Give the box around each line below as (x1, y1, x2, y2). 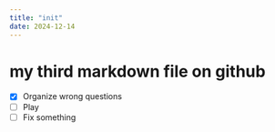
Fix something (22, 111, 76, 123)
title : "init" (9, 13, 64, 23)
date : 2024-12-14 (9, 22, 76, 31)
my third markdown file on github (9, 61, 266, 82)
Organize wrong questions (22, 91, 123, 102)
